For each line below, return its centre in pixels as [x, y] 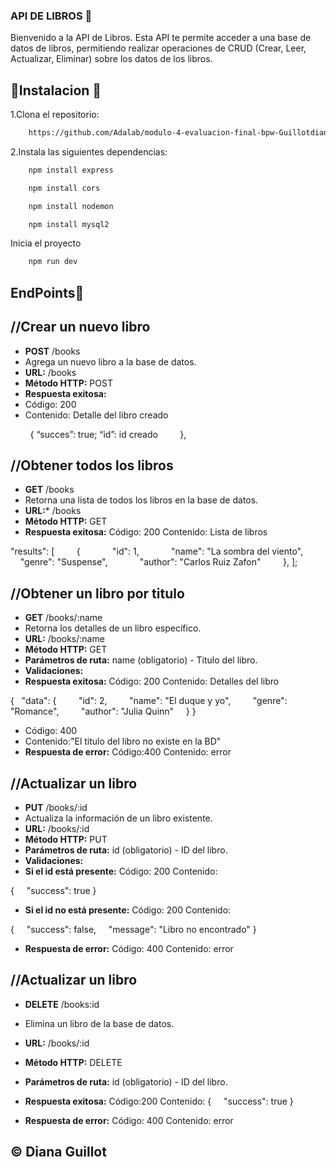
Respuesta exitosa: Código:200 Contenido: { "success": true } [159, 1101]
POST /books [52, 351]
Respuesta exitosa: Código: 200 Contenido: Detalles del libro [152, 681]
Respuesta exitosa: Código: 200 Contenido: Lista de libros [146, 532]
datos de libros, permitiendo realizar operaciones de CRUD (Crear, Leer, [158, 48]
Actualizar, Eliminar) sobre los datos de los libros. [111, 59]
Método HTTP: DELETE [73, 1062]
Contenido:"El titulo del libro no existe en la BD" [123, 741]
